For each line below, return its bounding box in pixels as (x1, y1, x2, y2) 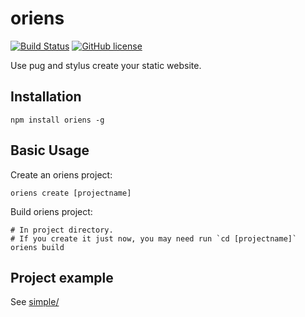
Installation (10, 88, 82, 106)
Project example (10, 269, 114, 286)
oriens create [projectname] (10, 188, 132, 198)
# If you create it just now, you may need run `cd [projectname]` (10, 233, 298, 244)
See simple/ (10, 296, 60, 308)
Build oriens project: (10, 205, 93, 217)
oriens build (10, 242, 65, 252)
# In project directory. (10, 225, 114, 235)
